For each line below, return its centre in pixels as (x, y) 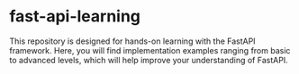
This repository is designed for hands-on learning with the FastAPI (132, 41)
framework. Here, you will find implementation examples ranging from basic (150, 50)
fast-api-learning (75, 16)
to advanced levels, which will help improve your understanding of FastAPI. (149, 60)
